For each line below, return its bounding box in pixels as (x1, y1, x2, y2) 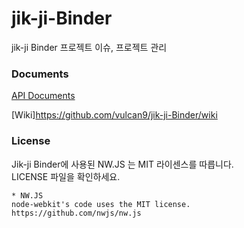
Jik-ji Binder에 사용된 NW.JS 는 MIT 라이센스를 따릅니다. (11, 158, 234, 170)
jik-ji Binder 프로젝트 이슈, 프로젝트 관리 (11, 41, 168, 53)
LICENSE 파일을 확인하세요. (11, 170, 121, 182)
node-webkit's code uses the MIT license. (11, 199, 191, 209)
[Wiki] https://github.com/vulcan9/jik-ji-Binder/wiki (11, 109, 218, 121)
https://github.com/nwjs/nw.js (11, 208, 142, 218)
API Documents (11, 90, 76, 102)
